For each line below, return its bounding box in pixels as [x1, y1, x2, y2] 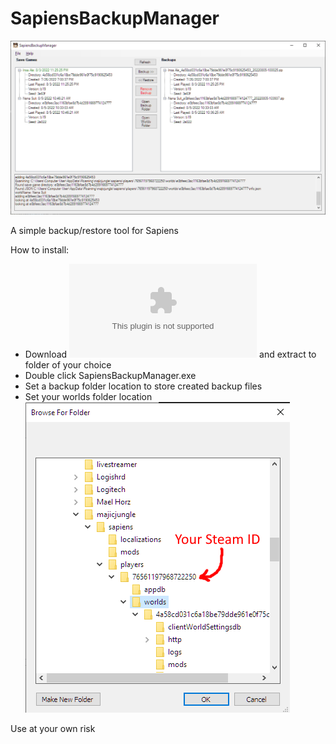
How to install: [10, 244, 70, 256]
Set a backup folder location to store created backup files [24, 380, 263, 392]
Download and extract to [24, 348, 317, 361]
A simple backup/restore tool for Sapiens [10, 225, 179, 237]
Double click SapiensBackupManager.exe [24, 370, 197, 382]
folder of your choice [24, 359, 112, 371]
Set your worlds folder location [24, 391, 153, 403]
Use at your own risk [10, 723, 96, 735]
